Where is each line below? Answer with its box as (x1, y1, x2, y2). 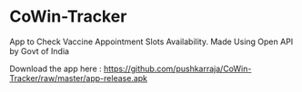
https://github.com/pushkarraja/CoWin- (103, 63, 252, 74)
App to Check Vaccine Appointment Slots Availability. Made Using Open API (9, 36, 294, 47)
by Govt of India (9, 45, 70, 56)
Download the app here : (9, 63, 102, 74)
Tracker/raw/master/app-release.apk (9, 72, 148, 83)
